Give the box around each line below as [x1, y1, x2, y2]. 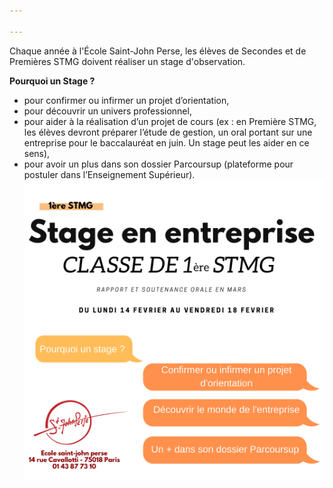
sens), [23, 147, 51, 159]
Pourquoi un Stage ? [9, 75, 96, 87]
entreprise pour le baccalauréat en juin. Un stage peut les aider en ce [23, 136, 310, 149]
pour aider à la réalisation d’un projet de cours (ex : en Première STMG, [23, 115, 317, 127]
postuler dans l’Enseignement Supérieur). [23, 168, 196, 180]
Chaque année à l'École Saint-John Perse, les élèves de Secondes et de [9, 45, 307, 57]
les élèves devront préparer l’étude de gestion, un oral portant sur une [23, 126, 313, 138]
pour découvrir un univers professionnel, [23, 105, 192, 117]
